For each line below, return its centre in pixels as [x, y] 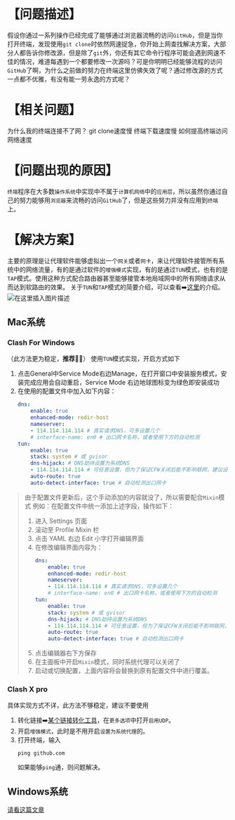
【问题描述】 [45, 14]
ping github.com [41, 753]
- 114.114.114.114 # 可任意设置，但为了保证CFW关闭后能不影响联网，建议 [127, 470]
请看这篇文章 [26, 810]
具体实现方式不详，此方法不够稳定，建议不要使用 [78, 706]
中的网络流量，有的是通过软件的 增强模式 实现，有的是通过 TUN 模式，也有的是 [121, 269]
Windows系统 [38, 792]
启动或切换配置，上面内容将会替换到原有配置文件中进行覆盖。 [124, 670]
